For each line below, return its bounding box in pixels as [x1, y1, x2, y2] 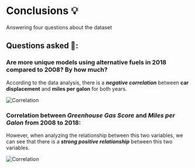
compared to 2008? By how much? [6, 66, 108, 74]
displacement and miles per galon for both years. [6, 85, 127, 92]
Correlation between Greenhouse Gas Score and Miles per [6, 111, 176, 119]
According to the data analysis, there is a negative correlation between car [6, 79, 189, 86]
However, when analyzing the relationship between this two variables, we [6, 132, 183, 139]
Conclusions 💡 [6, 4, 78, 18]
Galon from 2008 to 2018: [6, 118, 81, 126]
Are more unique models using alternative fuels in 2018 [6, 59, 167, 67]
